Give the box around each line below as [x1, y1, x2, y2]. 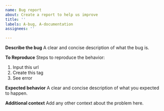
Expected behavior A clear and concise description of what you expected [5, 85, 159, 91]
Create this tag [12, 69, 44, 76]
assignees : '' [5, 26, 35, 31]
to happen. [5, 90, 28, 96]
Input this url [12, 64, 39, 70]
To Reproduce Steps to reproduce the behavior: [5, 54, 105, 61]
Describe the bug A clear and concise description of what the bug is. [5, 45, 149, 51]
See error [12, 75, 33, 81]
